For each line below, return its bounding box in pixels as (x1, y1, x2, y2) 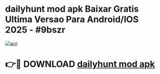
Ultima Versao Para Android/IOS (5, 14, 139, 25)
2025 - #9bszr (5, 25, 65, 35)
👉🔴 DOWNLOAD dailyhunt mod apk (5, 59, 155, 70)
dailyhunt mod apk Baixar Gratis (5, 3, 139, 15)
